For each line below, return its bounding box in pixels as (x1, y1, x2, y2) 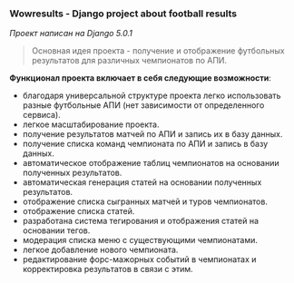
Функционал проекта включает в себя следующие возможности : (9, 73, 272, 83)
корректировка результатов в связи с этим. (22, 264, 193, 275)
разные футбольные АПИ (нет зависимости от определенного (22, 100, 265, 111)
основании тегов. (22, 225, 91, 236)
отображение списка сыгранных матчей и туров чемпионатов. (22, 196, 268, 207)
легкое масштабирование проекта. (22, 119, 160, 130)
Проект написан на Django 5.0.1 (9, 28, 133, 39)
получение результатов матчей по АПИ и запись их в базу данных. (22, 129, 283, 140)
